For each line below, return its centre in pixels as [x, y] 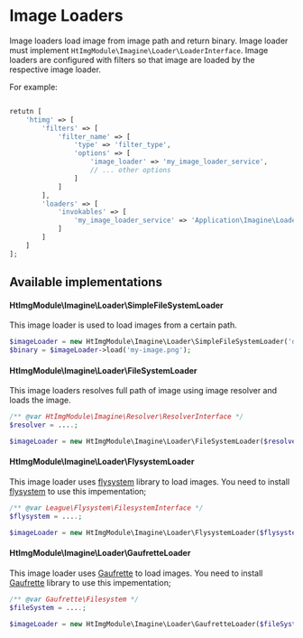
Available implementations [86, 282]
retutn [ [26, 111]
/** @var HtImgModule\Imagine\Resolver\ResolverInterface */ [127, 417]
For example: [34, 87]
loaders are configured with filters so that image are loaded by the [132, 60]
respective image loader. [55, 69]
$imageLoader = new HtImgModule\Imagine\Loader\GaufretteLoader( [134, 624]
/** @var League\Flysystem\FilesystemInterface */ [106, 508]
